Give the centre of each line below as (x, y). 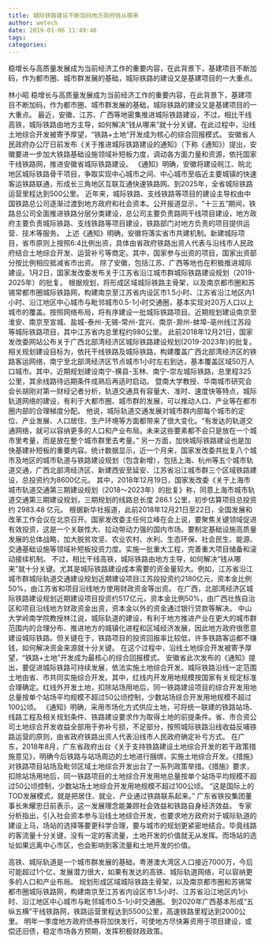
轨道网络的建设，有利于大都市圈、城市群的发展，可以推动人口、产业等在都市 (132, 401)
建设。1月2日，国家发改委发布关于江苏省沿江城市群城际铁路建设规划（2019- (132, 272)
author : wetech (33, 23)
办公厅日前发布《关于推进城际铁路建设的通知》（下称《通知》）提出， (139, 145)
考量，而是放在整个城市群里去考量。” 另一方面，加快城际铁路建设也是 (133, 441)
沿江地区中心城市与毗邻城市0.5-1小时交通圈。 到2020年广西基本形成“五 (138, 902)
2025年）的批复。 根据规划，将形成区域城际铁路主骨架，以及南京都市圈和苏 (132, 283)
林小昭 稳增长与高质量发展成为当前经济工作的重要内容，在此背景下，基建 (127, 95)
